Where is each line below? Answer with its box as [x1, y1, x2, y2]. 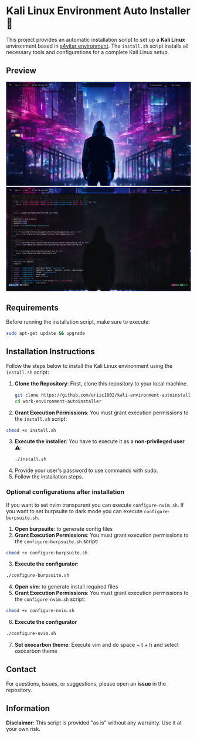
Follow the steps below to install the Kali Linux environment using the [6, 362, 173, 369]
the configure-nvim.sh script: [14, 596, 86, 603]
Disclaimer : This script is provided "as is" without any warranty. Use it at [6, 719, 182, 726]
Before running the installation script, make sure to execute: [6, 318, 151, 325]
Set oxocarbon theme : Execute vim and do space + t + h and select [14, 641, 179, 649]
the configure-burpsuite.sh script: [14, 537, 98, 545]
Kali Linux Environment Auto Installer [6, 4, 191, 18]
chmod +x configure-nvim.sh [6, 608, 75, 614]
